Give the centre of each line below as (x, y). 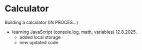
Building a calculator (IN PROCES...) (41, 22)
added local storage (40, 37)
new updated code (39, 42)
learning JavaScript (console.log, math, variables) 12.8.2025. (74, 32)
